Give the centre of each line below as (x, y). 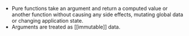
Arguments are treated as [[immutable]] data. (66, 27)
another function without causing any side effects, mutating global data (97, 15)
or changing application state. (47, 21)
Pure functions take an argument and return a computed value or (90, 8)
